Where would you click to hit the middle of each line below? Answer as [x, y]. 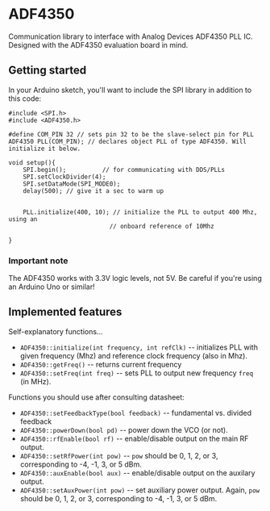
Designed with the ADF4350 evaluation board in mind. [98, 44]
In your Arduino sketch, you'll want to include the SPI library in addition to [130, 90]
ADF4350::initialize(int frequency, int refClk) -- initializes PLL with [139, 347]
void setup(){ [32, 162]
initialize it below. [45, 149]
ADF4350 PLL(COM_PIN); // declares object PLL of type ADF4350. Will [128, 141]
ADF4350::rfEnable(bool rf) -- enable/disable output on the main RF [134, 438]
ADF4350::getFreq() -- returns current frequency [101, 364]
